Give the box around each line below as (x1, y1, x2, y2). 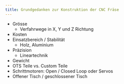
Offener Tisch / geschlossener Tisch (12, 73, 88, 79)
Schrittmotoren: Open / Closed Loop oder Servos (12, 68, 114, 74)
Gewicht (12, 57, 30, 63)
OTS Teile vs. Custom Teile (12, 63, 68, 69)
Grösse (12, 21, 27, 27)
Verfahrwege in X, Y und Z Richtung (19, 26, 94, 32)
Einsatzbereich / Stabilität (12, 37, 65, 42)
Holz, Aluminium (19, 42, 54, 47)
